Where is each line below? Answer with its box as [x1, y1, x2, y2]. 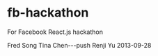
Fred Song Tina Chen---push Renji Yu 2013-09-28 [7, 41, 152, 49]
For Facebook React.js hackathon [7, 28, 103, 36]
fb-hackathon [7, 5, 89, 21]
